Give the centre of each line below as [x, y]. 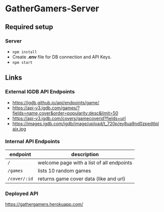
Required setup [29, 27]
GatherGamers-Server [52, 9]
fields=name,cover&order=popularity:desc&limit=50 [65, 113]
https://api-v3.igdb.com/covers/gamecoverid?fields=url [69, 118]
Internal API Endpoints [33, 141]
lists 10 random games [64, 170]
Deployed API [22, 193]
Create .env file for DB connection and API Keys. [62, 57]
